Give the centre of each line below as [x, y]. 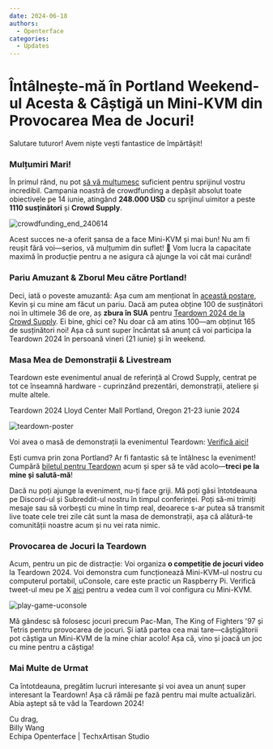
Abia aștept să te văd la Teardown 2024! [77, 703]
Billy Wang [27, 727]
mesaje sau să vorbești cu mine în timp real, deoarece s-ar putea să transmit [137, 508]
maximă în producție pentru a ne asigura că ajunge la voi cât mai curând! [130, 257]
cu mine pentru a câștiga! [51, 647]
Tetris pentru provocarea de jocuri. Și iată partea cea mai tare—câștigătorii [134, 630]
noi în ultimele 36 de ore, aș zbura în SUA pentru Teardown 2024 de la [127, 313]
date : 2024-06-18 [38, 16]
